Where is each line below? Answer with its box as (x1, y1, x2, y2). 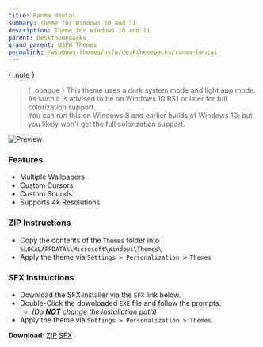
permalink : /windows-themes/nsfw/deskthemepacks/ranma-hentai (8, 48, 218, 56)
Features (8, 154, 44, 165)
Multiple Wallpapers (19, 172, 86, 182)
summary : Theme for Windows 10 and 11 (8, 19, 136, 27)
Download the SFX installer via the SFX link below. (19, 290, 181, 299)
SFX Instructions (8, 272, 74, 283)
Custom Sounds (19, 189, 73, 199)
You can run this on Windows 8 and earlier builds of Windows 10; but (27, 111, 253, 120)
